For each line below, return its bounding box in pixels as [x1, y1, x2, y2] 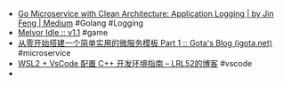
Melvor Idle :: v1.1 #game [17, 27, 109, 37]
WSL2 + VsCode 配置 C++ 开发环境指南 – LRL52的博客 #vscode [17, 58, 253, 68]
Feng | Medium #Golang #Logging [17, 18, 144, 28]
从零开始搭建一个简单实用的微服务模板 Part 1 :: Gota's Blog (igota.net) [17, 38, 273, 48]
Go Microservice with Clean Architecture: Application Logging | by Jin [17, 9, 274, 19]
